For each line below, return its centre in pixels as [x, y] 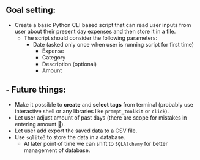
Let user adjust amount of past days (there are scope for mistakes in [101, 117]
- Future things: [36, 90]
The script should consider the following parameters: [91, 38]
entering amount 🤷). [40, 124]
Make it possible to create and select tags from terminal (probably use [104, 104]
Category [54, 57]
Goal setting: [31, 10]
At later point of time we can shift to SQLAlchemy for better [96, 143]
